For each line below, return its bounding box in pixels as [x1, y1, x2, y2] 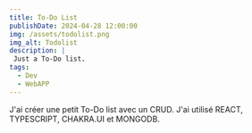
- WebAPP [17, 79, 50, 88]
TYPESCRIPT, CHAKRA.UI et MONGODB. [9, 113, 161, 124]
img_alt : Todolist [9, 37, 78, 47]
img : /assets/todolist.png [9, 29, 110, 38]
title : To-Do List [9, 12, 78, 22]
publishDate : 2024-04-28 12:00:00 [9, 21, 139, 30]
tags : [9, 63, 29, 72]
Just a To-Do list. [13, 54, 87, 63]
